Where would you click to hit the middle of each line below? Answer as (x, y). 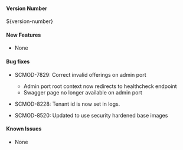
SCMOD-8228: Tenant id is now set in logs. (67, 104)
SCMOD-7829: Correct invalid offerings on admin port (80, 74)
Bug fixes (18, 61)
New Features (24, 35)
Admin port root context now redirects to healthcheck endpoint (100, 86)
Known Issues (24, 129)
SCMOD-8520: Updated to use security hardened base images (91, 115)
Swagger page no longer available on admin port (83, 92)
